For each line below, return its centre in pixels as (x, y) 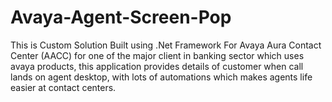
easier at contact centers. (63, 87)
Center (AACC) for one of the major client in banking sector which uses (157, 55)
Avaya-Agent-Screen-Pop (121, 17)
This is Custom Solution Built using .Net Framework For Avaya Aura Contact (166, 45)
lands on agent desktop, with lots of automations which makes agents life (161, 77)
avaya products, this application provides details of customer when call (157, 66)
